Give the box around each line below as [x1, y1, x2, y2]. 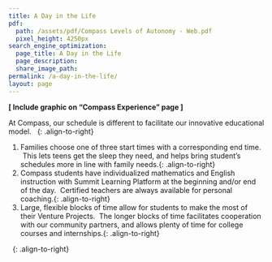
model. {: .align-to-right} [8, 127, 95, 136]
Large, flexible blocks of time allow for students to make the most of [19, 202, 248, 212]
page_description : [15, 58, 79, 66]
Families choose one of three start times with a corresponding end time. [19, 142, 261, 152]
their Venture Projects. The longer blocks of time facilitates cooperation [19, 211, 261, 221]
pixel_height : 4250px [15, 34, 89, 43]
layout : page [8, 79, 53, 88]
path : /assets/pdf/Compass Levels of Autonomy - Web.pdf [15, 27, 213, 35]
